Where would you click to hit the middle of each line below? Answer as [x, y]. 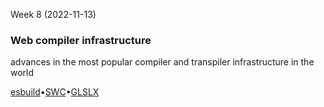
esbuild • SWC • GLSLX [55, 92]
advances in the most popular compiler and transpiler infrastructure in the [162, 62]
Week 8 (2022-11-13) [53, 14]
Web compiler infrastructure [81, 40]
